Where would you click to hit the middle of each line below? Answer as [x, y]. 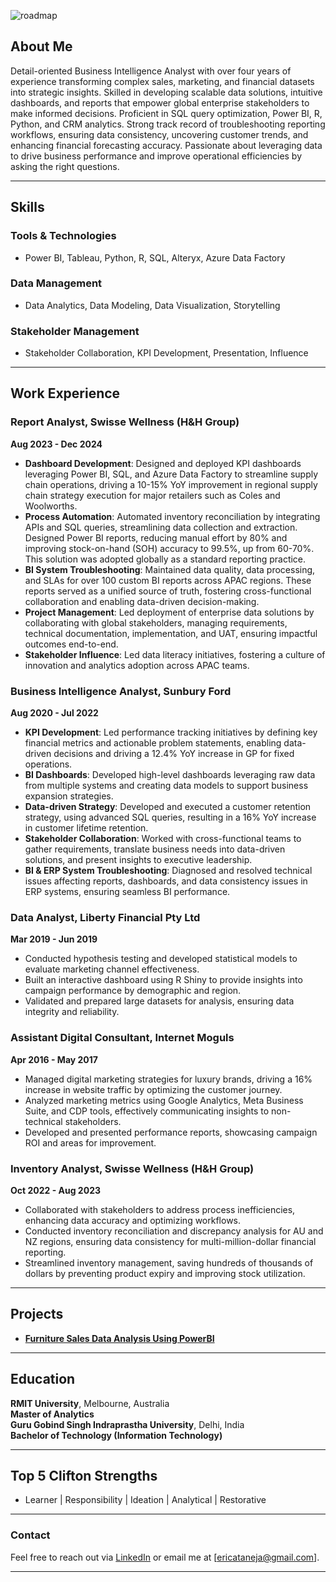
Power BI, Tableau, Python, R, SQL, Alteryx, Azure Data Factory [155, 257]
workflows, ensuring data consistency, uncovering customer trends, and [159, 134]
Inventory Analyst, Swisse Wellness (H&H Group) [132, 1168]
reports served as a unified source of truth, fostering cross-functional [168, 591]
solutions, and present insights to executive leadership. [138, 860]
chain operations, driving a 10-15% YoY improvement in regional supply [171, 484]
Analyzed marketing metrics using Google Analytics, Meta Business [164, 1100]
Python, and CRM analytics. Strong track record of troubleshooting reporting [168, 124]
